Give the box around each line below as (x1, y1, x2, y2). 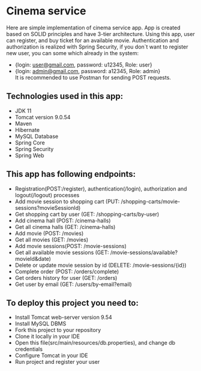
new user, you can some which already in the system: (6, 49, 139, 56)
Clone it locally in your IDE (14, 333, 80, 340)
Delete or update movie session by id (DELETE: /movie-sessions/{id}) (14, 261, 187, 269)
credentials (14, 346, 43, 353)
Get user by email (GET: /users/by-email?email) (14, 280, 132, 288)
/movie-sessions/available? (110, 249, 178, 256)
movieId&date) (14, 255, 51, 262)
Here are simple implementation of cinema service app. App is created (6, 24, 181, 31)
